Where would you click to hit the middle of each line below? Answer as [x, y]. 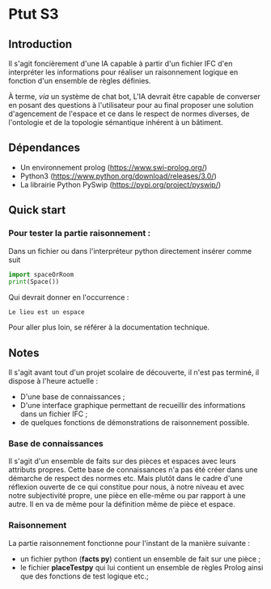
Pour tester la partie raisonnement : [80, 234]
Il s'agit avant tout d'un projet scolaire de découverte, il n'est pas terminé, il [134, 372]
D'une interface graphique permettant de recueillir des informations [133, 406]
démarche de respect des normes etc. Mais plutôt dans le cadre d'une [125, 479]
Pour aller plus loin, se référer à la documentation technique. [109, 327]
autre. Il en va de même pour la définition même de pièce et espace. [122, 505]
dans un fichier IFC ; [54, 414]
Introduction [40, 44]
